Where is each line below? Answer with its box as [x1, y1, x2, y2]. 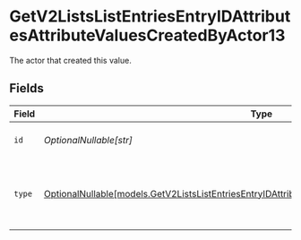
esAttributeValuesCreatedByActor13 [9, 25, 286, 46]
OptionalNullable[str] [43, 133, 133, 146]
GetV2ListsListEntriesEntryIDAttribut [9, 6, 291, 27]
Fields [9, 81, 45, 96]
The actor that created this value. [9, 55, 132, 65]
